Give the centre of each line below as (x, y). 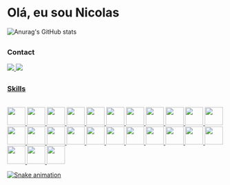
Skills (17, 89)
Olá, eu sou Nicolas (63, 13)
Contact (21, 52)
